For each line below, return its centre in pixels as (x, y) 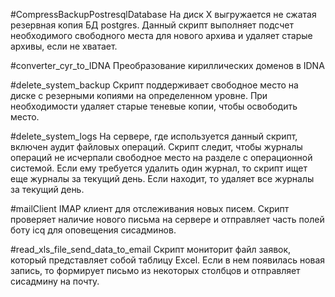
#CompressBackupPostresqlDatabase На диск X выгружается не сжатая (163, 14)
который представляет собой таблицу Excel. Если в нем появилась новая (168, 260)
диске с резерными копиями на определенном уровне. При (139, 95)
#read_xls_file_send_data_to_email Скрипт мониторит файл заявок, (151, 249)
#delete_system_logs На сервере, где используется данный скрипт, (154, 136)
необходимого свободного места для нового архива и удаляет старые (161, 35)
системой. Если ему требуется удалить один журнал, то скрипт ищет (159, 168)
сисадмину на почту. (55, 281)
